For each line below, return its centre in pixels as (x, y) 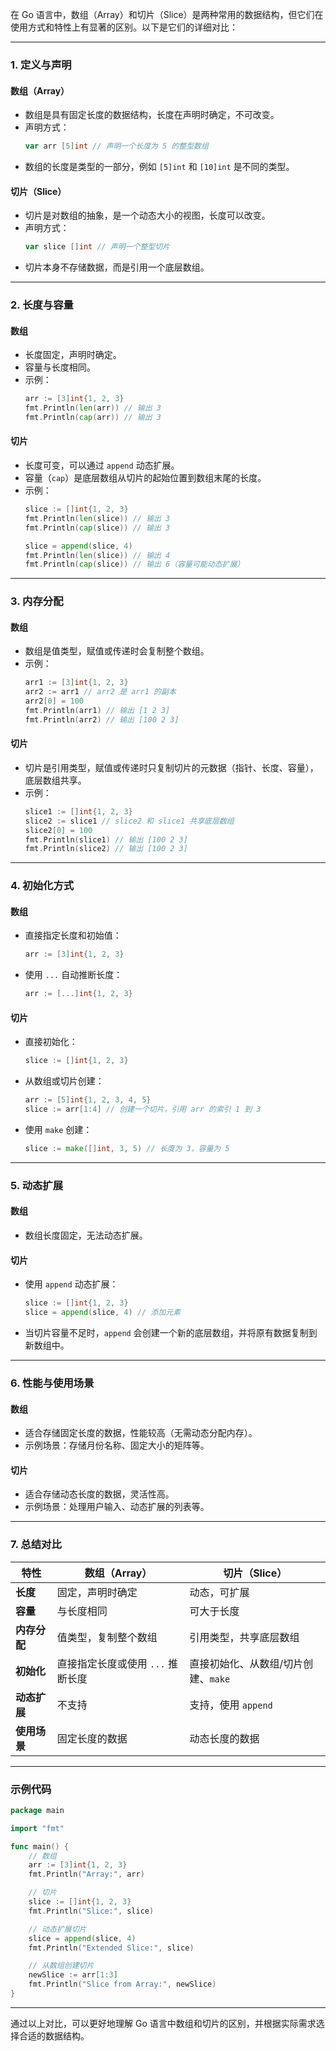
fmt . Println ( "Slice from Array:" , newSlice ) (122, 1984)
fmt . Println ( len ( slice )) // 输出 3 (97, 518)
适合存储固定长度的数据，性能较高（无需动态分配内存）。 (141, 1433)
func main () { (40, 1846)
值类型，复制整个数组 (107, 1637)
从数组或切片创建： (64, 1081)
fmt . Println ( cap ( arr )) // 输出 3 (93, 417)
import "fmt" (37, 1828)
